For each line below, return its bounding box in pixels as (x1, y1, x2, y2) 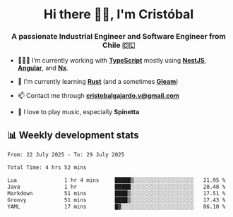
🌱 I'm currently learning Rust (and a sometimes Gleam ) (17, 77, 179, 86)
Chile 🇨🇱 (102, 40, 136, 50)
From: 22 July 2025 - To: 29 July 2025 (7, 151, 125, 159)
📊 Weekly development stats (7, 129, 139, 141)
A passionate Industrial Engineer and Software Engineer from (11, 32, 226, 42)
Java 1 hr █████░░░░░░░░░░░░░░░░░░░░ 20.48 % (7, 183, 226, 190)
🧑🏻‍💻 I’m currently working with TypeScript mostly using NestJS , (17, 56, 207, 65)
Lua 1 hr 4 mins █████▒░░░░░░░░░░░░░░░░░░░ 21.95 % (7, 177, 226, 184)
